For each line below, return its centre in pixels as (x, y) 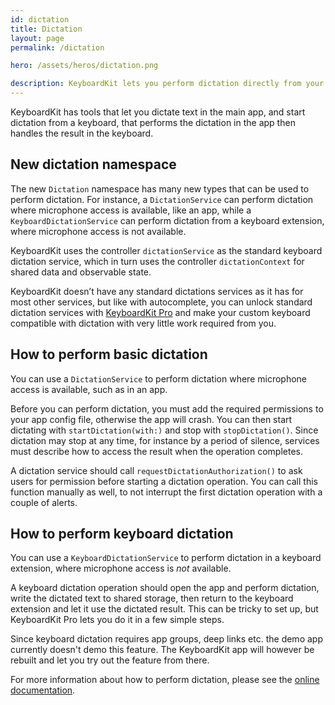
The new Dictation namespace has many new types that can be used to (160, 188)
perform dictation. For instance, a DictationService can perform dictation (162, 199)
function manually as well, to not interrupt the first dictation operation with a (166, 492)
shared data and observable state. (81, 272)
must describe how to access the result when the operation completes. (157, 451)
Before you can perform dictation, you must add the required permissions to (167, 408)
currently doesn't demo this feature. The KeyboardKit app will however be (162, 650)
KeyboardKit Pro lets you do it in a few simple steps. (117, 620)
